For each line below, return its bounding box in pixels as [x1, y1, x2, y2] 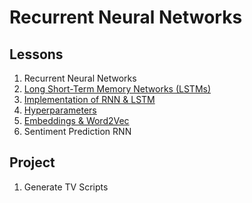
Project [9, 154, 56, 171]
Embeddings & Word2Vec [23, 115, 130, 126]
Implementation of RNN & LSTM [23, 94, 156, 105]
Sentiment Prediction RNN [23, 126, 132, 137]
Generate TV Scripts [23, 181, 109, 193]
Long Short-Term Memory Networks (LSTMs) [23, 83, 212, 95]
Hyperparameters [23, 104, 97, 116]
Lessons [9, 46, 64, 63]
